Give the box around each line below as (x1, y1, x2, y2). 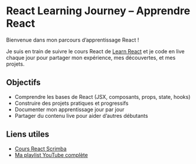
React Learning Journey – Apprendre (6, 4, 191, 18)
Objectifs (6, 78, 41, 88)
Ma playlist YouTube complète (14, 151, 89, 158)
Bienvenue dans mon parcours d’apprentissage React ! (6, 36, 139, 43)
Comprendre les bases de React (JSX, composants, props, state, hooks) (14, 93, 191, 100)
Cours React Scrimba (14, 145, 67, 152)
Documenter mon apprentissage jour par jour (14, 105, 125, 113)
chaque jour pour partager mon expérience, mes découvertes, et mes (6, 54, 176, 61)
